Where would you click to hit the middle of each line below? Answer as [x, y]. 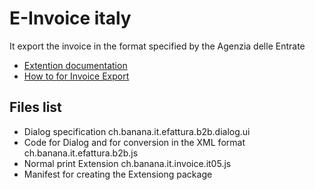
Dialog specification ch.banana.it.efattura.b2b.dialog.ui [137, 131]
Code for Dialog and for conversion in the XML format [134, 142]
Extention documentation [75, 65]
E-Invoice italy [70, 18]
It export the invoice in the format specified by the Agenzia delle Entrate [157, 46]
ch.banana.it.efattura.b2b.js [81, 153]
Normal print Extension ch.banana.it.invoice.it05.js [127, 163]
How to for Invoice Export [76, 76]
